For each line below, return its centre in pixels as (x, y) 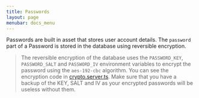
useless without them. (48, 90)
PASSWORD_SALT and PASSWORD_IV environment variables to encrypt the (106, 64)
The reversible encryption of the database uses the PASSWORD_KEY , (102, 58)
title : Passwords (28, 12)
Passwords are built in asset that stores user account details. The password (99, 40)
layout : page (23, 17)
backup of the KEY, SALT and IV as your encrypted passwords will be (107, 83)
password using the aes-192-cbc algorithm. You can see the (95, 71)
